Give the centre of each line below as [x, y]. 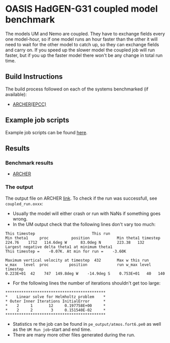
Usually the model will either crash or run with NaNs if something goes [87, 213]
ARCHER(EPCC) [30, 104]
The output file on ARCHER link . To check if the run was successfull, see [81, 198]
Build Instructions [34, 77]
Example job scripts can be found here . [46, 132]
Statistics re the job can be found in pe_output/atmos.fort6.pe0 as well [87, 324]
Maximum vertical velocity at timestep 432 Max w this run [77, 260]
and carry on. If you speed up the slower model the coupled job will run [80, 50]
